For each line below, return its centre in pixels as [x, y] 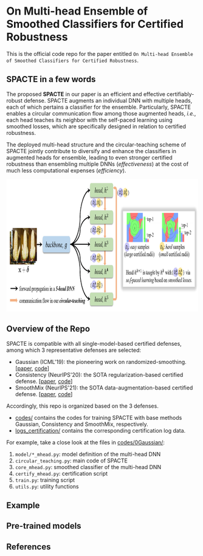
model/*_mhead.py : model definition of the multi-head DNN [88, 454]
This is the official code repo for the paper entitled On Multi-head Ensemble [100, 53]
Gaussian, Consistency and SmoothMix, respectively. [82, 424]
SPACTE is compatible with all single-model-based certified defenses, [94, 343]
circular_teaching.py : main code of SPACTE [71, 461]
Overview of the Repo [48, 329]
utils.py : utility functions [47, 486]
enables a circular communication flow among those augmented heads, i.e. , [101, 113]
